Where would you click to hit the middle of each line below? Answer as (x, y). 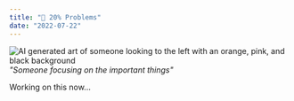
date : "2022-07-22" (45, 26)
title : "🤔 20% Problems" (55, 17)
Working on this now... (50, 87)
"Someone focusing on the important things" (91, 70)
